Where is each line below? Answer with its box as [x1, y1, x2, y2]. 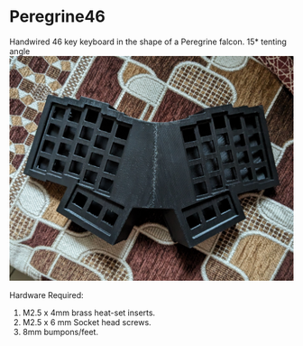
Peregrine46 [9, 6, 106, 27]
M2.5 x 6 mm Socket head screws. [22, 316, 151, 327]
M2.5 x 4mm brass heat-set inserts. [22, 307, 156, 318]
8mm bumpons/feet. [22, 326, 99, 337]
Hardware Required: [9, 289, 84, 300]
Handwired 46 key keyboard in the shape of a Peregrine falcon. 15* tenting [9, 36, 287, 47]
